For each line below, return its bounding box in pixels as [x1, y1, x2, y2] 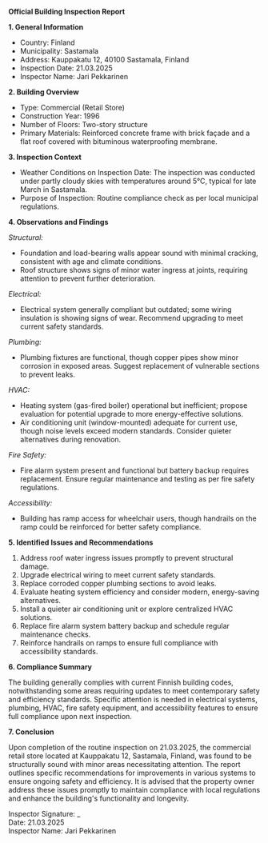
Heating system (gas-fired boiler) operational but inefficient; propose [19, 401, 248, 410]
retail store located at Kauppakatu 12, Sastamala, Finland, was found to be [8, 751, 252, 761]
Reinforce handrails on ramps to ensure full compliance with [19, 638, 218, 647]
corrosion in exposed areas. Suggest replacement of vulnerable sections [19, 362, 260, 370]
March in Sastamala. [19, 185, 88, 194]
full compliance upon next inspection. [8, 712, 132, 721]
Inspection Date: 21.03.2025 [19, 63, 114, 73]
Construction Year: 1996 [19, 111, 100, 121]
